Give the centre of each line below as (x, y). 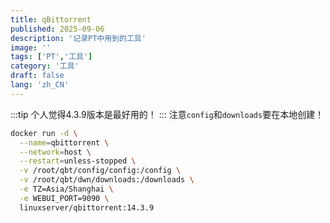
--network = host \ (55, 152)
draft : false (37, 76)
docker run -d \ (44, 133)
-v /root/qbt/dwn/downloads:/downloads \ (107, 180)
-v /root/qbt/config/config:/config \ (100, 171)
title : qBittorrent (51, 19)
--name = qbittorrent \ (64, 142)
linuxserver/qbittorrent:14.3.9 (87, 207)
